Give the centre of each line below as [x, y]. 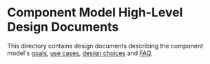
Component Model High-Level [95, 13]
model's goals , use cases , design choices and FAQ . [80, 53]
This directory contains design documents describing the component [105, 46]
